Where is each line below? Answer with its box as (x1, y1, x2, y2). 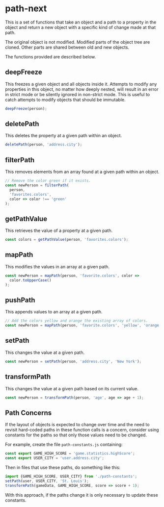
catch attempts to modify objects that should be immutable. (5, 97, 126, 102)
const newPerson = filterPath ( (5, 183, 69, 188)
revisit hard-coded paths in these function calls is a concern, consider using (5, 427, 159, 433)
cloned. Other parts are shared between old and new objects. (5, 44, 129, 50)
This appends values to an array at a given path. (5, 309, 103, 315)
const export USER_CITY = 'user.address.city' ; (5, 456, 105, 461)
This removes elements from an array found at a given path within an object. (5, 169, 160, 175)
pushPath (5, 296, 35, 304)
